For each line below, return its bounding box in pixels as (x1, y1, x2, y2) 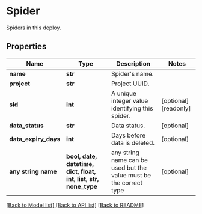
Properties (6, 41, 47, 52)
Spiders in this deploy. (6, 24, 61, 31)
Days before (111, 131, 146, 139)
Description (116, 59, 151, 67)
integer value (111, 96, 148, 105)
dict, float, (66, 167, 96, 176)
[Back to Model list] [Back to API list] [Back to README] (6, 201, 144, 209)
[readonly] (161, 104, 191, 112)
